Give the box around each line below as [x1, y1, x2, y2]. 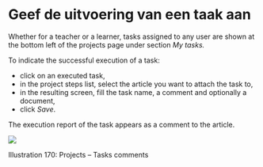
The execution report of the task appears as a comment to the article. [8, 120, 235, 129]
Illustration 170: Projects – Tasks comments [8, 150, 149, 159]
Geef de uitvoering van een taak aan [8, 6, 251, 24]
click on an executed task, [19, 70, 105, 80]
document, [19, 96, 55, 105]
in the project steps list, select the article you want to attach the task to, [19, 79, 253, 89]
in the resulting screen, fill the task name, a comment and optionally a [19, 87, 247, 97]
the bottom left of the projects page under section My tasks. [8, 40, 205, 49]
